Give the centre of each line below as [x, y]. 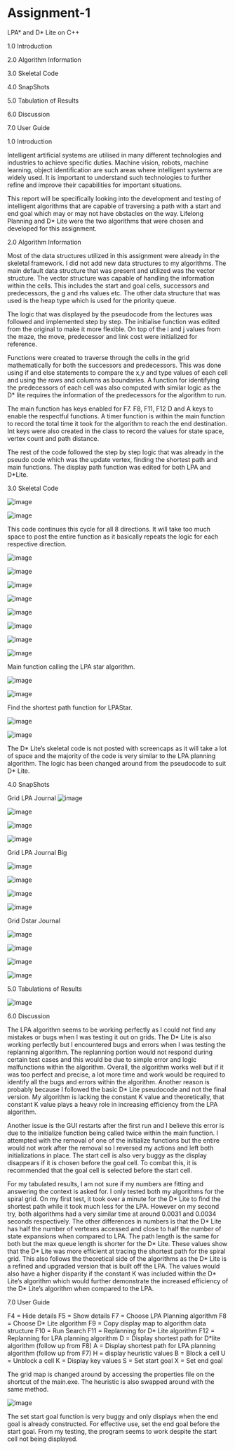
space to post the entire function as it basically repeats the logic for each [113, 537]
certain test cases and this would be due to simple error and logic [102, 1059]
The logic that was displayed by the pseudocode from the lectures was [110, 314]
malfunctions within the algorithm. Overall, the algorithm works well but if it [116, 1067]
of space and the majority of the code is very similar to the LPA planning [112, 756]
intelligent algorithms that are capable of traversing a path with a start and [114, 206]
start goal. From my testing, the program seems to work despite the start [112, 1431]
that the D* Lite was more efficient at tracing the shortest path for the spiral [116, 1251]
